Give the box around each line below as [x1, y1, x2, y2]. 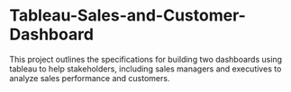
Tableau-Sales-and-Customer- [9, 5, 246, 26]
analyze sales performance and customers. [9, 72, 170, 83]
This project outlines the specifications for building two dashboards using [9, 54, 282, 64]
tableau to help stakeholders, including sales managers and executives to [9, 63, 282, 74]
